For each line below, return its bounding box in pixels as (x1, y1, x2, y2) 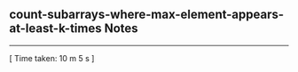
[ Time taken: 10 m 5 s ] (9, 52, 95, 63)
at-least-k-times (9, 21, 102, 36)
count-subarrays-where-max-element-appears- (9, 7, 285, 22)
